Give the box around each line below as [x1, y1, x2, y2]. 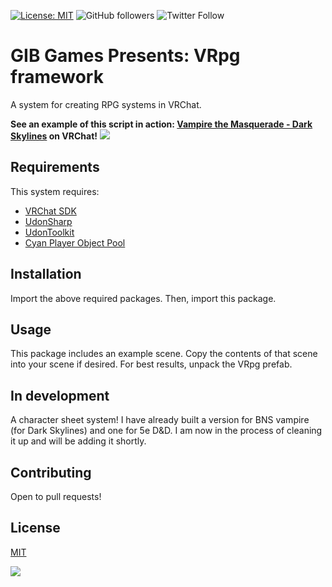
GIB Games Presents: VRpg [10, 45, 241, 67]
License [10, 520, 61, 537]
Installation [10, 266, 82, 283]
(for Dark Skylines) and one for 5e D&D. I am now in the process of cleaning [10, 425, 323, 437]
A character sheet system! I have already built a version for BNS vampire [10, 414, 310, 426]
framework [10, 66, 104, 89]
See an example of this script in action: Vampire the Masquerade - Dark [10, 118, 313, 130]
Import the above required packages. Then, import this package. [10, 292, 277, 304]
